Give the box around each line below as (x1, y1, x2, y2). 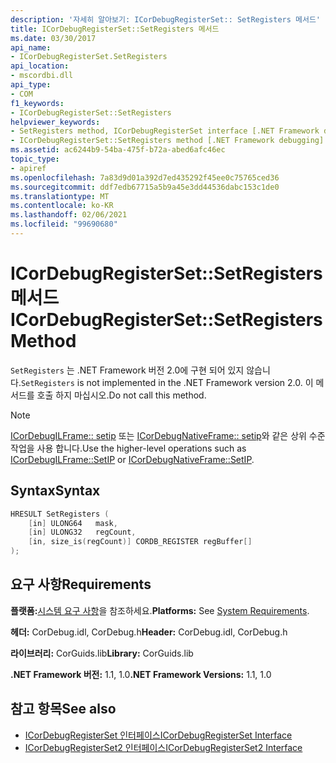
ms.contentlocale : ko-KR (10, 201, 114, 211)
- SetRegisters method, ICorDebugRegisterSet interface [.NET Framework (10, 126, 320, 136)
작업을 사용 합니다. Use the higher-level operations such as (10, 442, 247, 454)
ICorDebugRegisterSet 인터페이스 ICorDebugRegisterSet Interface (24, 729, 293, 741)
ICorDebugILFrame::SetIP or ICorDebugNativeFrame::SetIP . (10, 453, 255, 465)
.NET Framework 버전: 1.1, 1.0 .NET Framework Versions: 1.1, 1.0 (10, 668, 272, 680)
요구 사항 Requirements (10, 576, 152, 593)
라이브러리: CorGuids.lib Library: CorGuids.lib (10, 647, 194, 659)
